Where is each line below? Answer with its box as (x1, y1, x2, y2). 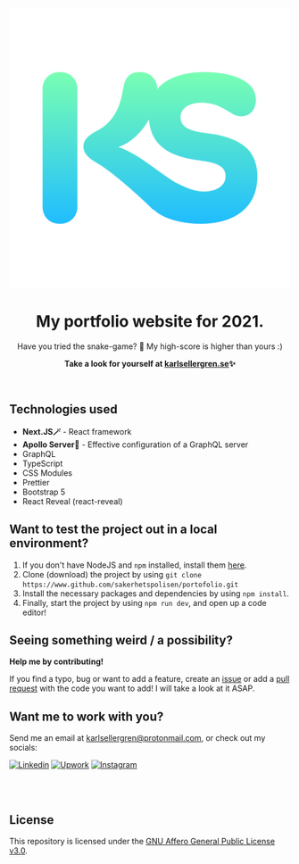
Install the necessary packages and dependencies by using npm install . (21, 587, 290, 599)
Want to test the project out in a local (9, 522, 218, 537)
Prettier (21, 477, 50, 487)
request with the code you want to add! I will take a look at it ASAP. (9, 683, 255, 694)
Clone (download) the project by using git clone (21, 569, 203, 579)
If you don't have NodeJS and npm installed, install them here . (21, 560, 247, 570)
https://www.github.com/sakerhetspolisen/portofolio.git (21, 580, 239, 589)
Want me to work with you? (9, 709, 164, 724)
